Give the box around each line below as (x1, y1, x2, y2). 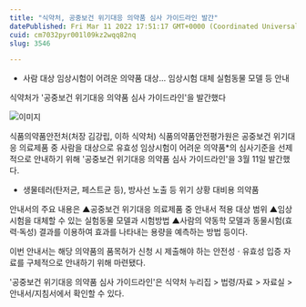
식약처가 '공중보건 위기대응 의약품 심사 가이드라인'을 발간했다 (9, 92, 226, 103)
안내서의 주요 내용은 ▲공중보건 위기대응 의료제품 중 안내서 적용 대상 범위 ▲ (9, 204, 278, 215)
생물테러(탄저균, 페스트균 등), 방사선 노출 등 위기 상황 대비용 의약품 (22, 184, 260, 196)
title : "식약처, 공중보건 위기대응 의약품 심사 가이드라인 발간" (9, 13, 219, 23)
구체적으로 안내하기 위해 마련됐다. (25, 257, 146, 269)
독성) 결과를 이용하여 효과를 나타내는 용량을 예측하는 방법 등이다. (18, 227, 249, 238)
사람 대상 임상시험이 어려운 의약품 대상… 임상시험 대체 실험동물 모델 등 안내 (22, 73, 290, 84)
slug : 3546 (9, 38, 51, 48)
